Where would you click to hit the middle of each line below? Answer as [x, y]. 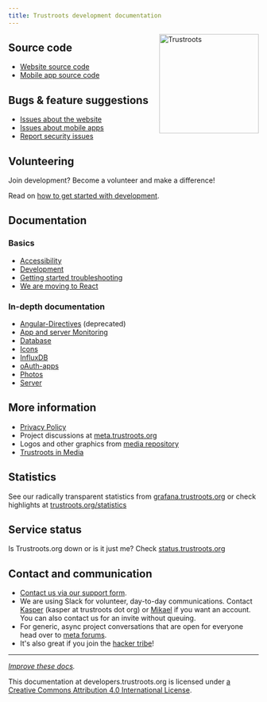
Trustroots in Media [52, 452]
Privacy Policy [43, 426]
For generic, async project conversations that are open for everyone [132, 627]
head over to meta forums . [63, 635]
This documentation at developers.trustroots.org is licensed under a [119, 682]
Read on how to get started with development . [84, 196]
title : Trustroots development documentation [85, 15]
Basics [21, 243]
